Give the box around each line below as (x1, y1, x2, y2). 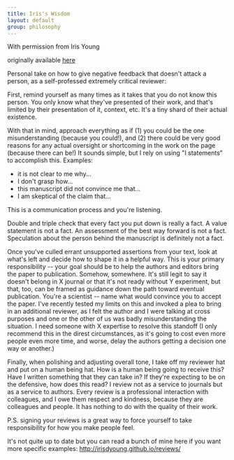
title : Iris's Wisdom (7, 10, 71, 18)
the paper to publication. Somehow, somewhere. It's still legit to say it (7, 270, 207, 279)
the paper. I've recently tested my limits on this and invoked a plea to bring (7, 300, 222, 308)
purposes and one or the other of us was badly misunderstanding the (7, 314, 207, 323)
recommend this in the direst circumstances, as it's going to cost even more (7, 330, 226, 338)
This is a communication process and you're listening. (7, 206, 163, 214)
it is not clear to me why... (17, 169, 92, 179)
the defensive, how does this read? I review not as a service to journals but (7, 380, 223, 389)
